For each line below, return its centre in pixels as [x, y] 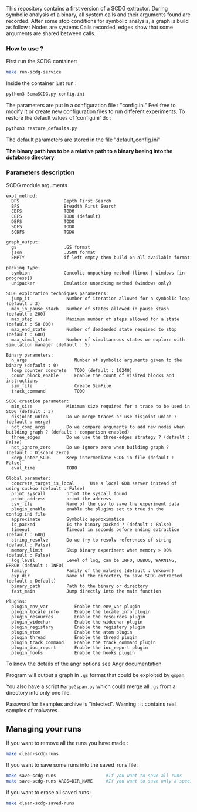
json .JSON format [53, 253]
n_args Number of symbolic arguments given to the [97, 360]
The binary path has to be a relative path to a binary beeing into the [89, 151]
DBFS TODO [43, 222]
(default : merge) [28, 422]
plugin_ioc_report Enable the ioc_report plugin [80, 648]
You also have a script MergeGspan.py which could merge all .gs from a [91, 686]
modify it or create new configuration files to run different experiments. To [96, 111]
